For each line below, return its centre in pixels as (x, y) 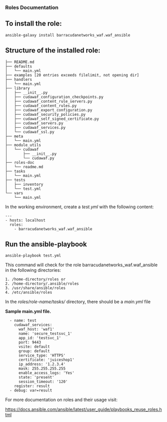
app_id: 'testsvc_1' (40, 338)
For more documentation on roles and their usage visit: (62, 400)
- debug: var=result (31, 391)
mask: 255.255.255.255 (42, 369)
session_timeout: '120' (43, 382)
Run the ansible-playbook (46, 244)
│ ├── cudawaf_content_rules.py (41, 106)
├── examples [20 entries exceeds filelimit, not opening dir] (72, 75)
